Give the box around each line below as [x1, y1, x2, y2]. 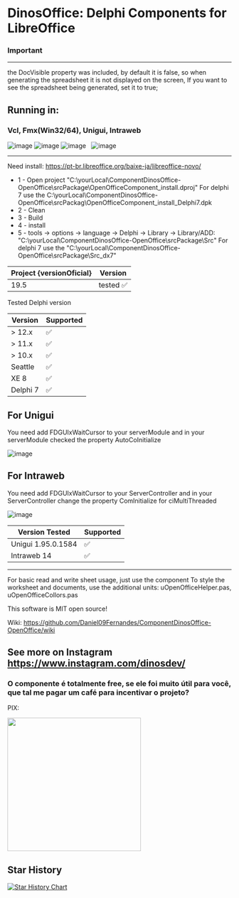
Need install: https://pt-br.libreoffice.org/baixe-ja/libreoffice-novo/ [7, 162, 201, 171]
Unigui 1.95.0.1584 [11, 539, 78, 549]
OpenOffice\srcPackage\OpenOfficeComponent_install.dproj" [17, 183, 198, 192]
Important [7, 46, 43, 55]
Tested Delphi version [7, 299, 71, 307]
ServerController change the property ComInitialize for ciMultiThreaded [7, 496, 217, 505]
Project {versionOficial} [11, 268, 92, 278]
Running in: [7, 104, 59, 116]
